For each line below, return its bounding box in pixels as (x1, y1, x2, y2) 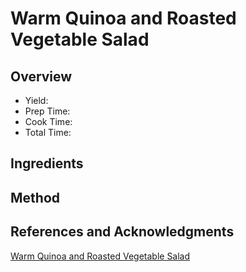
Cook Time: (24, 116, 73, 127)
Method (10, 189, 61, 206)
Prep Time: (24, 105, 71, 117)
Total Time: (24, 127, 72, 138)
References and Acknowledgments (10, 223, 235, 241)
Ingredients (10, 155, 84, 172)
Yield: (24, 95, 49, 106)
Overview (10, 68, 73, 85)
